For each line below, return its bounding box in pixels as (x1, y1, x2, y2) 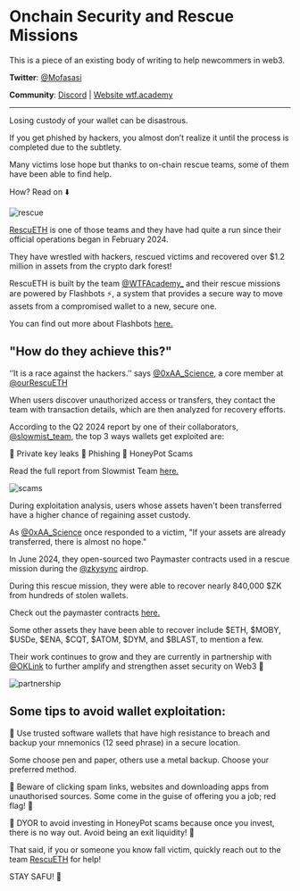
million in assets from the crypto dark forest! (9, 261, 172, 271)
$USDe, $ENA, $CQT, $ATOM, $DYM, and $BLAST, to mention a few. (9, 634, 264, 645)
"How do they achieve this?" (9, 344, 172, 359)
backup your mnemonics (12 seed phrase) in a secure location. (9, 737, 241, 747)
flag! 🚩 (9, 800, 34, 811)
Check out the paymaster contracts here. (9, 607, 161, 618)
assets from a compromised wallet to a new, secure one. (9, 301, 217, 312)
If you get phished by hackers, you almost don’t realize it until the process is (9, 132, 289, 143)
